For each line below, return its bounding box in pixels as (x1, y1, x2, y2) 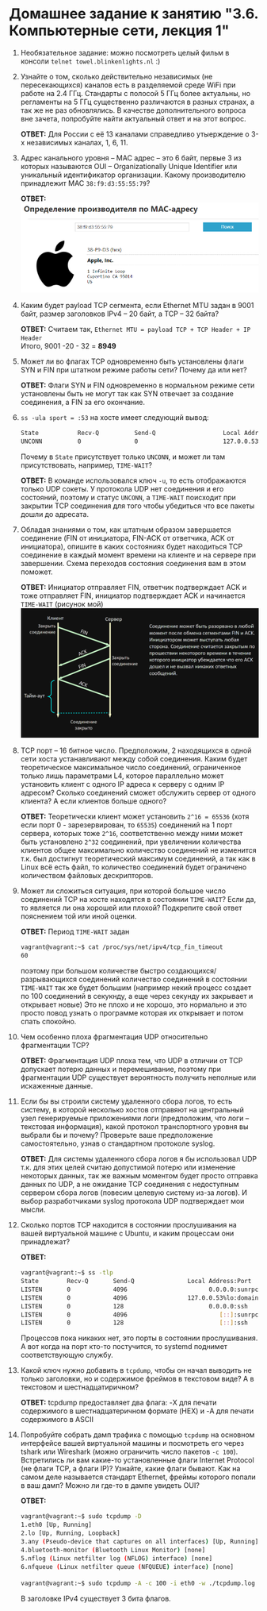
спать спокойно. (20, 1017, 77, 1027)
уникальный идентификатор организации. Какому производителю (20, 170, 246, 179)
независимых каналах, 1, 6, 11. (26, 137, 129, 147)
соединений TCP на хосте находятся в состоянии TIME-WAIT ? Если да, (20, 895, 257, 904)
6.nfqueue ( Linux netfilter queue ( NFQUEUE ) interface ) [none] (20, 1563, 235, 1571)
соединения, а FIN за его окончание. (20, 398, 146, 407)
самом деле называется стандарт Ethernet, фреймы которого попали (20, 1472, 256, 1482)
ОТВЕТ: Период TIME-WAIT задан (20, 927, 130, 937)
